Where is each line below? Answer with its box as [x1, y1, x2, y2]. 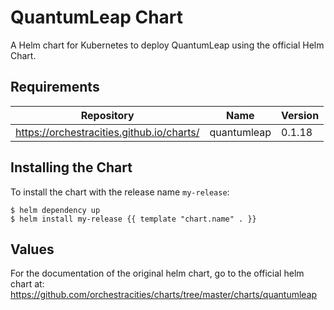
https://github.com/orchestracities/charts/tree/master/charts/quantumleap [10, 289, 318, 301]
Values [10, 241, 55, 258]
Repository [80, 108, 135, 122]
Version [281, 108, 320, 122]
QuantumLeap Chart [10, 6, 184, 29]
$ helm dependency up [10, 205, 101, 215]
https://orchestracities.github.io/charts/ [15, 125, 200, 139]
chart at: [10, 278, 45, 290]
